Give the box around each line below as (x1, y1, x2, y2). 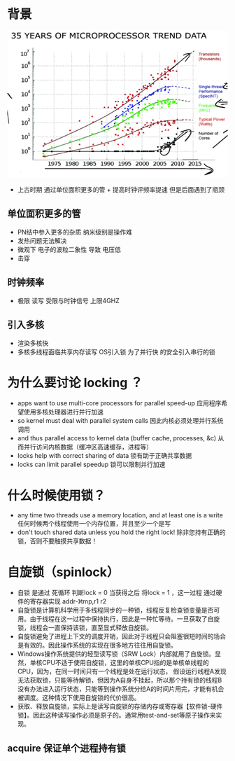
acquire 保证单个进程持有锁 (7, 742, 127, 754)
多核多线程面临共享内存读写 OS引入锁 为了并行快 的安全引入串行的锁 (17, 347, 215, 356)
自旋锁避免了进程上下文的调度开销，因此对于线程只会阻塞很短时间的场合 (17, 632, 226, 641)
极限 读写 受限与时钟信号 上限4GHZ (17, 296, 120, 305)
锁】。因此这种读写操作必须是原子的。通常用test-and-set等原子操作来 (17, 711, 216, 720)
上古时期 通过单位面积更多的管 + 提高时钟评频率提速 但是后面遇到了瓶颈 (17, 186, 225, 194)
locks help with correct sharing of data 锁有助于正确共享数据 (17, 452, 192, 460)
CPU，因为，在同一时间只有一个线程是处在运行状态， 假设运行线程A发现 (17, 667, 227, 676)
